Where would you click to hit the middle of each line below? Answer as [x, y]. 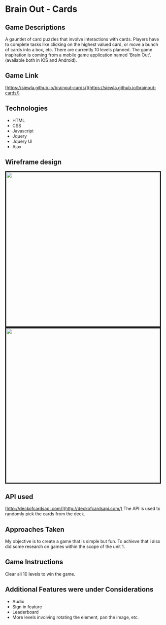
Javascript [23, 131]
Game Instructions [34, 562]
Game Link [22, 76]
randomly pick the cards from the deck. [45, 514]
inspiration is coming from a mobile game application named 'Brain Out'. [78, 55]
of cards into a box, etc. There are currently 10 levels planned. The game [79, 50]
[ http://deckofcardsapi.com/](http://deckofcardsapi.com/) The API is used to [83, 509]
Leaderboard [25, 612]
